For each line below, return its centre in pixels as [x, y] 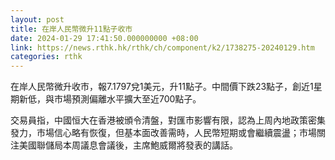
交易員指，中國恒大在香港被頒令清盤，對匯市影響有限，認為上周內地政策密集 [168, 120]
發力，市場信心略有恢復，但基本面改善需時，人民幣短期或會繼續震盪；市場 [163, 133]
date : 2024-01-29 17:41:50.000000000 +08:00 [104, 38]
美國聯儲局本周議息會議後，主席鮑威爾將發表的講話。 [128, 145]
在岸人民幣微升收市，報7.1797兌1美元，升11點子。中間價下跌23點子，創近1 [162, 87]
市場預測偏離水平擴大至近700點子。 [127, 99]
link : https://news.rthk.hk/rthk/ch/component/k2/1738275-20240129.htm [162, 47]
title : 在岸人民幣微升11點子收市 [71, 29]
